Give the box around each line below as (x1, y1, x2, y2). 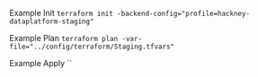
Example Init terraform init (9, 8, 114, 18)
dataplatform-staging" (9, 17, 94, 26)
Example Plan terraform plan (9, 33, 119, 43)
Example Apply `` (9, 58, 73, 68)
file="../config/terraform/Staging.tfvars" (9, 42, 175, 51)
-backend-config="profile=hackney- (116, 9, 250, 18)
